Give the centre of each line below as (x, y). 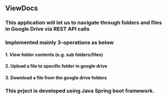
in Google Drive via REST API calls (47, 29)
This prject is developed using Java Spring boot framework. (80, 90)
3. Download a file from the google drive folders (56, 78)
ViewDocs (22, 8)
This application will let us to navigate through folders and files (84, 23)
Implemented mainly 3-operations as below (60, 42)
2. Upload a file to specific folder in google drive (56, 66)
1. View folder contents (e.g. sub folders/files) (54, 55)
